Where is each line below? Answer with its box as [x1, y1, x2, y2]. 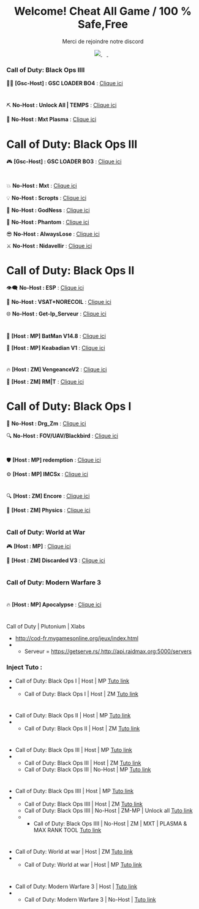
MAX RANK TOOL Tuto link [33, 827, 102, 834]
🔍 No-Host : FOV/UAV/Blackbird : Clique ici [6, 431, 118, 439]
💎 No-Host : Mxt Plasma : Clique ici [6, 115, 97, 123]
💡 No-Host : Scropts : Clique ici [6, 194, 87, 201]
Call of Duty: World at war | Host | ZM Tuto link [15, 848, 133, 856]
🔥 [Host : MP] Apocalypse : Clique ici [6, 601, 102, 608]
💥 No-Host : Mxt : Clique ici [6, 182, 77, 189]
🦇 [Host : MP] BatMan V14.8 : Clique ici [6, 332, 106, 339]
